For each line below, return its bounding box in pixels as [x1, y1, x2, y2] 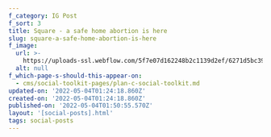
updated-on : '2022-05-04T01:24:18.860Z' [8, 86, 147, 95]
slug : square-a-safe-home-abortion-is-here [8, 34, 157, 43]
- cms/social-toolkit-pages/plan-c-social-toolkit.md [15, 79, 200, 87]
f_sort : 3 [8, 19, 42, 27]
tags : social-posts [8, 117, 74, 125]
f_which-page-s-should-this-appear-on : [8, 72, 143, 80]
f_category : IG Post [8, 11, 78, 20]
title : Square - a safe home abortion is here [8, 27, 168, 35]
